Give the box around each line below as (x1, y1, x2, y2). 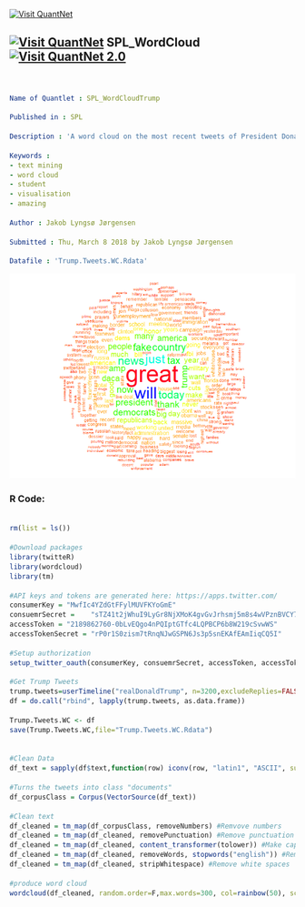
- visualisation (9, 189, 71, 199)
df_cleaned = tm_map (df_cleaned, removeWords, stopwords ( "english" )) (9, 851, 279, 860)
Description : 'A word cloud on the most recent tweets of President (9, 132, 279, 141)
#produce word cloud (9, 879, 88, 888)
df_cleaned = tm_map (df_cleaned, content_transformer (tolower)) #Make (9, 841, 282, 850)
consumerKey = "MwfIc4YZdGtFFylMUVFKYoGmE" (9, 600, 177, 610)
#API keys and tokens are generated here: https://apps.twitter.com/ (9, 591, 279, 600)
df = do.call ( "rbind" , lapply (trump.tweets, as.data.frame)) (9, 697, 246, 706)
